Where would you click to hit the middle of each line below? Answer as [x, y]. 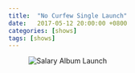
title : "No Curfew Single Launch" [68, 16]
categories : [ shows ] [43, 30]
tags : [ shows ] [32, 38]
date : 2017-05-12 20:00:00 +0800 [68, 23]
